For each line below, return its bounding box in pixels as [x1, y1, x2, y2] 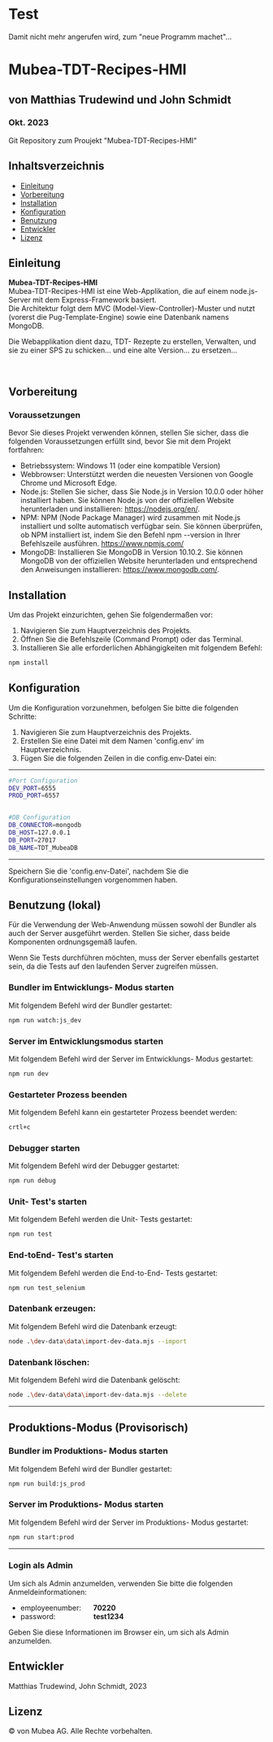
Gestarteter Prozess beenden [8, 1088, 128, 1100]
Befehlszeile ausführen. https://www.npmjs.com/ [19, 539, 184, 549]
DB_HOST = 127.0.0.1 [8, 829, 71, 837]
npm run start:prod [8, 1533, 75, 1541]
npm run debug [8, 1177, 57, 1185]
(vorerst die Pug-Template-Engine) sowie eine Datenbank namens [8, 313, 229, 322]
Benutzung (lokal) [8, 899, 102, 913]
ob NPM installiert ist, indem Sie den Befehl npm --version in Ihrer [19, 530, 241, 540]
